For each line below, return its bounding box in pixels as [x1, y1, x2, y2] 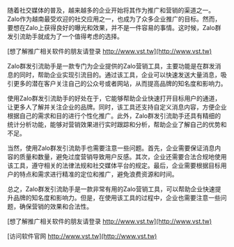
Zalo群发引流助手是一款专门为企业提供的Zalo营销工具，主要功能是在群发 [7, 62, 215, 70]
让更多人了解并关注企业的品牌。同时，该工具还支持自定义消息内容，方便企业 [7, 103, 227, 111]
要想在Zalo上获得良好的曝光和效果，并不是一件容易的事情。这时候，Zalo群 [7, 24, 221, 31]
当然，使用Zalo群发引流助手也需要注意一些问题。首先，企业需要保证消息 [7, 144, 215, 152]
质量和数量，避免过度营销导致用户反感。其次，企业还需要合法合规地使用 [19, 153, 227, 160]
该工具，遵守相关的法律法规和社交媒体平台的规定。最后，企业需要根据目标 [7, 161, 221, 170]
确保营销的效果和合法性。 [19, 202, 93, 211]
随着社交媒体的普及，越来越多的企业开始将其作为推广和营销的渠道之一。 [7, 6, 214, 14]
